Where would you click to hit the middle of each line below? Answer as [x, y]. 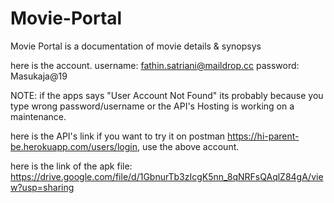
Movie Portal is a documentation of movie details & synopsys [136, 46]
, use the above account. [188, 146]
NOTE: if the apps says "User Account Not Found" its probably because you [167, 95]
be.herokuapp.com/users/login [74, 146]
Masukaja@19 [39, 76]
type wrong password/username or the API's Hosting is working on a [152, 106]
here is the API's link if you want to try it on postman [118, 136]
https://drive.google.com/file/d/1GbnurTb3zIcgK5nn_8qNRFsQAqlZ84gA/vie [167, 176]
